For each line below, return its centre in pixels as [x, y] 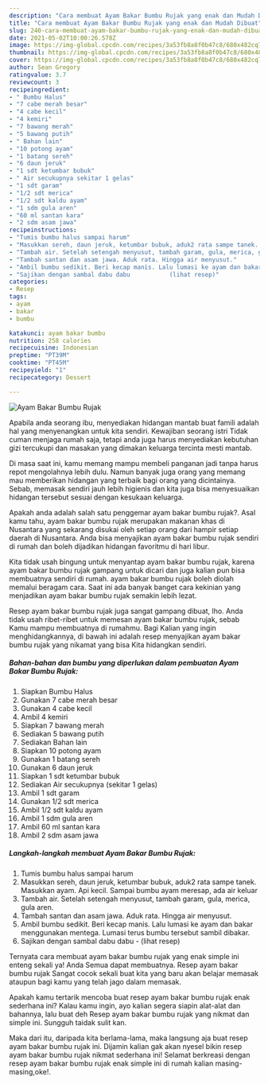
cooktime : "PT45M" [39, 363]
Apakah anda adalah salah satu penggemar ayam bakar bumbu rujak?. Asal [132, 512]
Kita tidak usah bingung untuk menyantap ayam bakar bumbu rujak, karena [132, 561]
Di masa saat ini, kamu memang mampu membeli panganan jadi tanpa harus [134, 463]
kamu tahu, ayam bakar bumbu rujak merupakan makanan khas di [117, 521]
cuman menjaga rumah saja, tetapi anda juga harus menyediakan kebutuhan [134, 439]
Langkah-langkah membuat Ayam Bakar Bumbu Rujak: [103, 853]
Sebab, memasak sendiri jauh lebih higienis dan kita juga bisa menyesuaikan [134, 488]
